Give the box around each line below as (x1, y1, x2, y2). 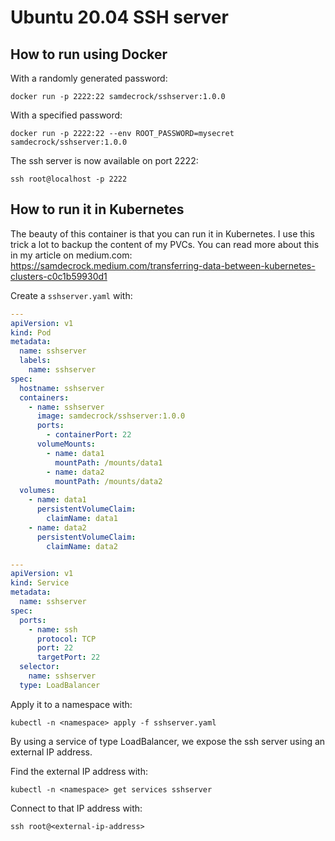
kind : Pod (10, 327, 52, 338)
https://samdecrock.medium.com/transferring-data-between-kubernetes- (10, 259, 316, 271)
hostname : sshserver (19, 383, 105, 393)
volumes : (19, 486, 56, 496)
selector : (19, 662, 60, 672)
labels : (19, 356, 52, 366)
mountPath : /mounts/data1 (54, 457, 163, 468)
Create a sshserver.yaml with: (10, 289, 133, 301)
